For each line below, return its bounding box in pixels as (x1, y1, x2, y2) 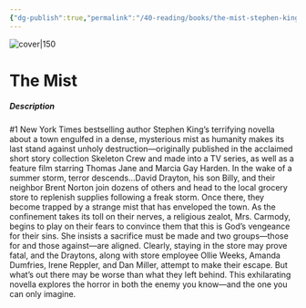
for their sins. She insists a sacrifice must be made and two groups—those (9, 230, 289, 241)
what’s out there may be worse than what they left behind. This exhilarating (9, 269, 291, 280)
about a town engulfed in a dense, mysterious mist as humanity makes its (9, 133, 285, 144)
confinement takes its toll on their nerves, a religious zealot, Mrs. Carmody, (9, 210, 291, 221)
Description (9, 101, 56, 112)
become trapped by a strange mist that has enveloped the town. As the (9, 201, 276, 212)
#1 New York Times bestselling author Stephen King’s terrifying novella (9, 124, 275, 135)
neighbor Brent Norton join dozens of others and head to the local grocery (9, 181, 289, 192)
